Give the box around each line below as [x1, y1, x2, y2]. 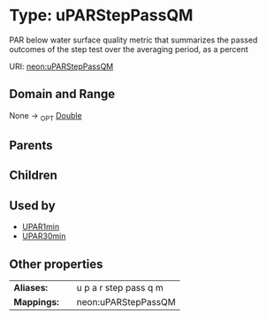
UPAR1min [21, 222, 60, 232]
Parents [9, 138, 53, 153]
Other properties [9, 256, 103, 271]
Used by [9, 198, 56, 213]
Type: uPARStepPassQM [9, 5, 194, 26]
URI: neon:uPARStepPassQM [9, 61, 114, 72]
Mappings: [13, 295, 60, 308]
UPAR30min [21, 231, 66, 241]
